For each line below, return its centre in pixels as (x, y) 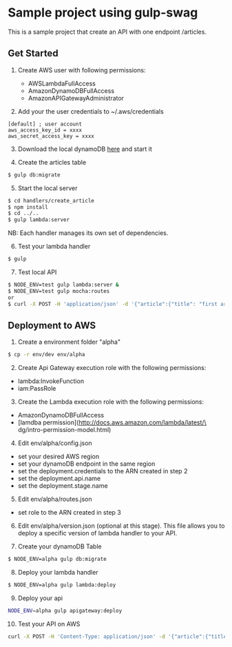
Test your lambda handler (54, 247)
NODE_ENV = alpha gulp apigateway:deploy (65, 610)
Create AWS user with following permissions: (82, 70)
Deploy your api (40, 598)
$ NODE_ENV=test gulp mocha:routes (59, 291)
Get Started (33, 53)
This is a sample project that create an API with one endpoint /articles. (107, 32)
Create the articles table (52, 162)
